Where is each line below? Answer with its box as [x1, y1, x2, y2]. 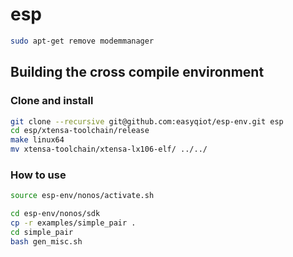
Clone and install [10, 94, 94, 108]
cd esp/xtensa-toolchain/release [10, 126, 150, 136]
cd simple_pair [10, 227, 74, 237]
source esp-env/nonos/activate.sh [10, 191, 155, 201]
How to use [10, 168, 67, 182]
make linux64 [10, 135, 65, 145]
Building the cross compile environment [10, 64, 265, 81]
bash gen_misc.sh [10, 236, 83, 247]
